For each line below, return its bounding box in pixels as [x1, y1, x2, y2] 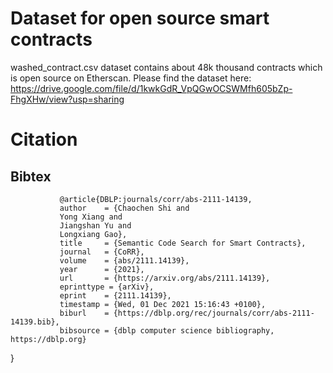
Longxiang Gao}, [59, 229, 128, 239]
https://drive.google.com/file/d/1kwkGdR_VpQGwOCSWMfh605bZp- [10, 82, 293, 94]
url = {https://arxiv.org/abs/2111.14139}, [59, 273, 271, 283]
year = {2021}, [59, 264, 145, 274]
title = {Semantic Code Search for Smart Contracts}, [59, 238, 307, 248]
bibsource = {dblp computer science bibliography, [59, 325, 275, 336]
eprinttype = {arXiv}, [59, 282, 155, 292]
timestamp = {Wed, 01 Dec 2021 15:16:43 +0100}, [59, 299, 267, 309]
